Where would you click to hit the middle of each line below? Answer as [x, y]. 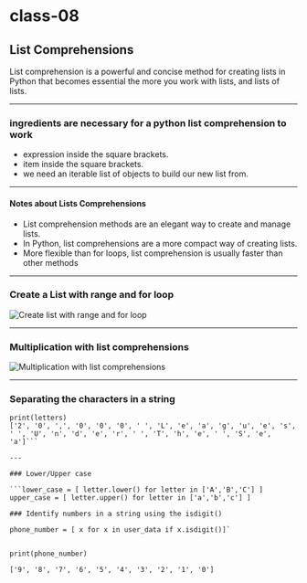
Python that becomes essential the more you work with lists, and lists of [145, 81]
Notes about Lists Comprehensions [78, 203]
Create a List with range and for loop [92, 295]
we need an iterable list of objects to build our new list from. [135, 174]
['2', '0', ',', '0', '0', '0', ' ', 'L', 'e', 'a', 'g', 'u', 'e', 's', [153, 426]
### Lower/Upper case [51, 474]
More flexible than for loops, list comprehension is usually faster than [153, 253]
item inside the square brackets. [83, 164]
